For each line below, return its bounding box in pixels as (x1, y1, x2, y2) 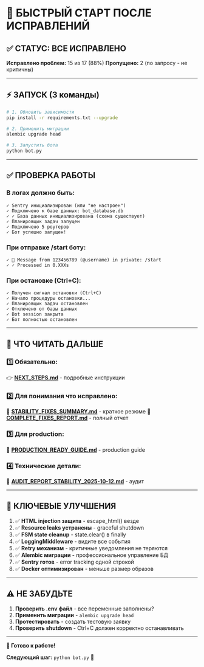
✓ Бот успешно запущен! (6, 229, 67, 235)
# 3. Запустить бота (6, 142, 59, 148)
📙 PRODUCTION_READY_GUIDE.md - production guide (6, 446, 146, 453)
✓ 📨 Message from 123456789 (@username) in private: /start (6, 257, 162, 263)
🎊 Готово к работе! (6, 641, 56, 649)
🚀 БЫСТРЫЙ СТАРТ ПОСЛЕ (6, 6, 152, 20)
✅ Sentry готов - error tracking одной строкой (15, 558, 135, 565)
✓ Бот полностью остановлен (6, 317, 78, 323)
